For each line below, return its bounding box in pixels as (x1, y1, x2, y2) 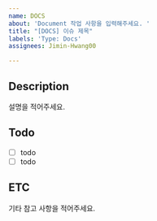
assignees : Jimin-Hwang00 (8, 42, 96, 50)
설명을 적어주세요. (8, 102, 66, 111)
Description (8, 79, 69, 93)
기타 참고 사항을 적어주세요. (8, 203, 96, 213)
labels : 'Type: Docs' (8, 34, 82, 43)
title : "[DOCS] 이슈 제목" (8, 27, 94, 35)
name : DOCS (8, 11, 46, 20)
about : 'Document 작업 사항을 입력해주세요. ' (8, 19, 150, 28)
